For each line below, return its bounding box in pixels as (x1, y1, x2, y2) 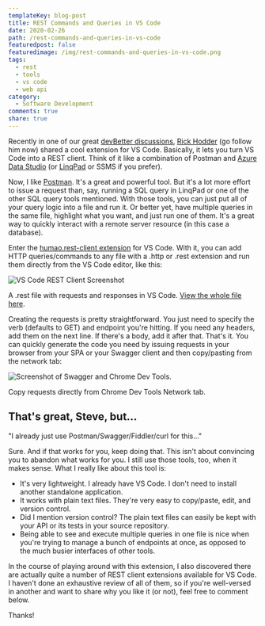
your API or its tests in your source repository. (19, 521, 169, 530)
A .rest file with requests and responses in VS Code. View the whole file (8, 290, 242, 300)
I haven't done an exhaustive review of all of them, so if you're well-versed (8, 578, 252, 587)
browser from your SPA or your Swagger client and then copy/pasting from (8, 348, 252, 357)
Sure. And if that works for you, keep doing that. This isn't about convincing (8, 446, 255, 456)
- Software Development (15, 100, 93, 108)
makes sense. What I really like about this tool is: (8, 463, 167, 472)
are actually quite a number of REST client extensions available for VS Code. (8, 570, 257, 579)
